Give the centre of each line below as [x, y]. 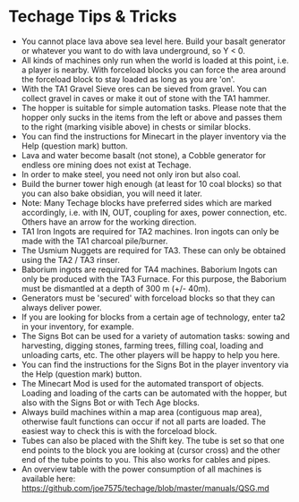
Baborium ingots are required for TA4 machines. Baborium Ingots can [149, 269]
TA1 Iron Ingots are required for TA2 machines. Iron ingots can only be [150, 231]
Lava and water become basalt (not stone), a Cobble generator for [143, 155]
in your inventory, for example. [78, 326]
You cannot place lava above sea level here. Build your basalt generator [154, 41]
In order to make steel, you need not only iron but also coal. [131, 174]
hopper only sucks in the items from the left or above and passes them [152, 117]
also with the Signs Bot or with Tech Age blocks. [111, 402]
